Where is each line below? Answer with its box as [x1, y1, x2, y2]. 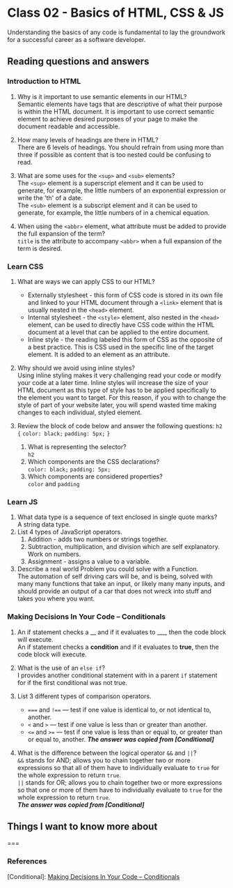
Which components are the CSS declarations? [27, 457, 160, 465]
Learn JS [7, 497, 38, 506]
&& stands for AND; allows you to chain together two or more [17, 755, 191, 765]
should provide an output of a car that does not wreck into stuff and [17, 587, 212, 596]
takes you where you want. [17, 594, 95, 603]
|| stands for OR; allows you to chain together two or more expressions [17, 778, 223, 786]
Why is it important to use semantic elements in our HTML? [17, 92, 187, 100]
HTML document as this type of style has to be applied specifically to [17, 386, 217, 394]
